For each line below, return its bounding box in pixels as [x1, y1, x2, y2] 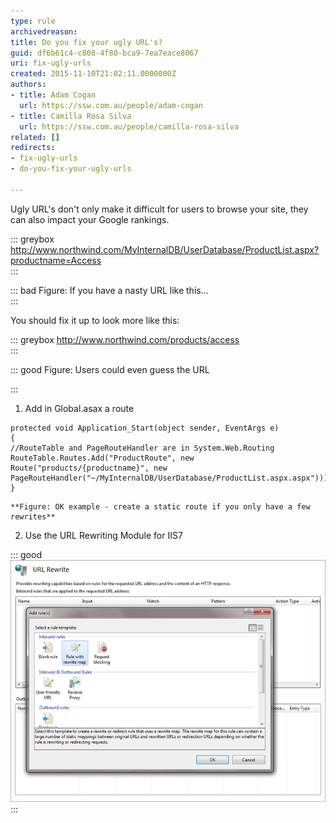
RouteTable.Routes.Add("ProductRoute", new [10, 453, 195, 463]
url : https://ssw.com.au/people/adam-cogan [19, 100, 203, 110]
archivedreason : [10, 26, 78, 37]
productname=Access [10, 254, 102, 266]
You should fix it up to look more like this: [10, 314, 180, 326]
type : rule [10, 16, 56, 26]
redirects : [10, 143, 56, 153]
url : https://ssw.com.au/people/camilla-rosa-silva [19, 121, 240, 132]
